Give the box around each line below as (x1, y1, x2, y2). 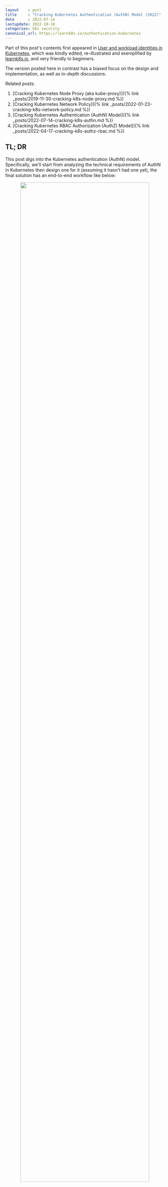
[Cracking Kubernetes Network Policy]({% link (12, 101, 109, 107)
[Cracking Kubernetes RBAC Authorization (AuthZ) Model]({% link (12, 122, 150, 129)
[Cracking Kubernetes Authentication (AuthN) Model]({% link (12, 112, 140, 118)
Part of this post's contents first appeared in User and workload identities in (5, 45, 163, 51)
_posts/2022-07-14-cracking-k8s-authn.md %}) (12, 117, 114, 123)
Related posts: (5, 80, 35, 87)
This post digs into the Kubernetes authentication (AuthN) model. (5, 156, 141, 162)
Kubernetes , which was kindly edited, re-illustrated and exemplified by (5, 50, 152, 56)
